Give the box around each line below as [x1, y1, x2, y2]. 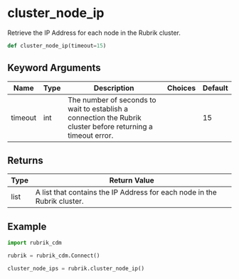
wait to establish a [67, 104, 128, 114]
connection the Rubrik [67, 112, 142, 122]
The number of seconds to [67, 94, 156, 104]
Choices [166, 83, 196, 93]
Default [202, 83, 228, 93]
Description [93, 83, 134, 93]
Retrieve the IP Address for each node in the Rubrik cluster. [7, 28, 181, 37]
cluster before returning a [67, 121, 153, 131]
